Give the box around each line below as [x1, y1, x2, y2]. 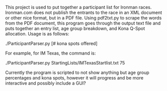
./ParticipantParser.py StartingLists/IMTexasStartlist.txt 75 [5, 60, 125, 65]
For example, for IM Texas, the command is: [5, 50, 96, 56]
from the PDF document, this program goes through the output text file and [5, 20, 161, 26]
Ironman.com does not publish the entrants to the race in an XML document [5, 9, 162, 15]
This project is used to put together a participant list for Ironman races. [5, 4, 152, 10]
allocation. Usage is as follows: [5, 31, 69, 36]
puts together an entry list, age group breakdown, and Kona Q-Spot [5, 25, 145, 31]
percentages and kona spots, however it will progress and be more [5, 75, 144, 80]
